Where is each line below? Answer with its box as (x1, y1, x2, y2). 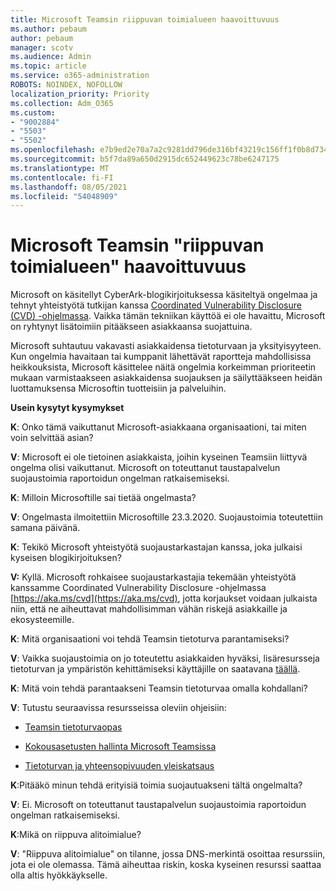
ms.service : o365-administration (10, 71, 150, 81)
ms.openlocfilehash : (10, 145, 97, 155)
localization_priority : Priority (10, 89, 150, 99)
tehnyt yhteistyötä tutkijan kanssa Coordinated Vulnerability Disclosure (10, 299, 302, 311)
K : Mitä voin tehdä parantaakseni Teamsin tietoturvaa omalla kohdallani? (10, 682, 308, 695)
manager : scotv (10, 42, 74, 53)
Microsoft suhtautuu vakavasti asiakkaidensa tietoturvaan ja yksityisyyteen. (10, 340, 322, 352)
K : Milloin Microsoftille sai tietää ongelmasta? (10, 492, 197, 504)
